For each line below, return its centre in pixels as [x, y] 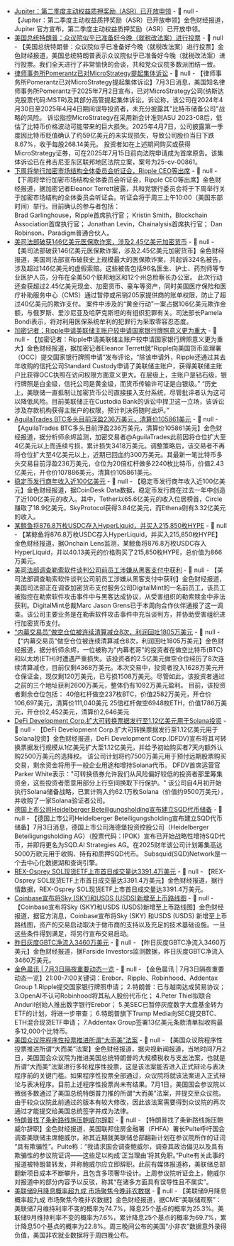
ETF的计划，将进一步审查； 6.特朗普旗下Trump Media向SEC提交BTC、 [117, 1013]
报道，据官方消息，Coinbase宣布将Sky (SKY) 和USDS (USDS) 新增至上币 [121, 916]
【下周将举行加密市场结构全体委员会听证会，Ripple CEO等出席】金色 [115, 180]
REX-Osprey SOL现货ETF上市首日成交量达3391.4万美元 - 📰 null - [108, 871]
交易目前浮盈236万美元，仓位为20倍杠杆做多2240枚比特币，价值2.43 [122, 463]
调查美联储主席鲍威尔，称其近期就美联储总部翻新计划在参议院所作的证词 [119, 1137]
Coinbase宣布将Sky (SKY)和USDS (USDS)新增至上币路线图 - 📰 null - [114, 898]
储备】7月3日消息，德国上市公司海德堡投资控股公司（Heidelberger [111, 827]
